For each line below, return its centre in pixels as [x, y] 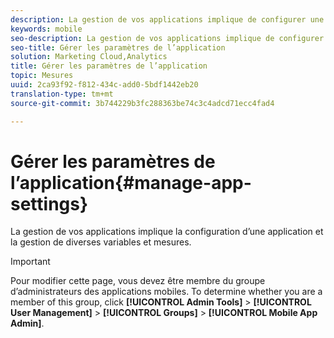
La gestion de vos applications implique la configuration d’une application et [167, 232]
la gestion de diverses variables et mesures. [101, 242]
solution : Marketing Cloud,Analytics [89, 57]
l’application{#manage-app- [131, 182]
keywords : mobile [46, 29]
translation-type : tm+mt [62, 94]
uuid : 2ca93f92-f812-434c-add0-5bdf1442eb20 [104, 85]
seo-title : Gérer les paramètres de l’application [118, 47]
